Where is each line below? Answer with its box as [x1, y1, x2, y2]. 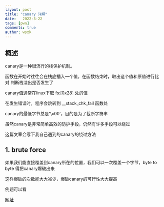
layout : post [5, 7, 32, 12]
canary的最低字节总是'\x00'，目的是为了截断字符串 [5, 110, 108, 116]
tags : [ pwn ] [5, 21, 29, 26]
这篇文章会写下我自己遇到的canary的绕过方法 [5, 131, 96, 137]
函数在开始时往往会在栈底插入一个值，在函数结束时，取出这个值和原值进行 [5, 73, 155, 79]
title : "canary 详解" [5, 12, 48, 17]
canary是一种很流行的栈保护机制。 [5, 63, 75, 69]
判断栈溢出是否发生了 [10, 79, 54, 85]
